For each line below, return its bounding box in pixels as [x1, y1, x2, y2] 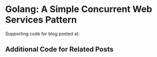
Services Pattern [5, 14, 77, 25]
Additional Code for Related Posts [5, 45, 114, 53]
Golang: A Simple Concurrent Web [5, 3, 152, 15]
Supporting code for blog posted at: [5, 30, 80, 36]
